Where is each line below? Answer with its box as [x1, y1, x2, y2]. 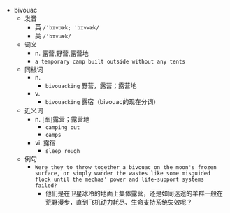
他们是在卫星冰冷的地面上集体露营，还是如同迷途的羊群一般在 [45, 189, 224, 198]
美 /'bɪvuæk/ [34, 31, 71, 40]
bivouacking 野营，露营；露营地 [45, 82, 137, 89]
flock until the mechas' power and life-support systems [34, 176, 204, 183]
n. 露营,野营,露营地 [34, 49, 89, 57]
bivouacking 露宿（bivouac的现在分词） [45, 98, 159, 105]
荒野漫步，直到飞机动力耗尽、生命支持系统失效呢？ [45, 198, 193, 206]
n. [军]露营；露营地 [34, 115, 89, 123]
